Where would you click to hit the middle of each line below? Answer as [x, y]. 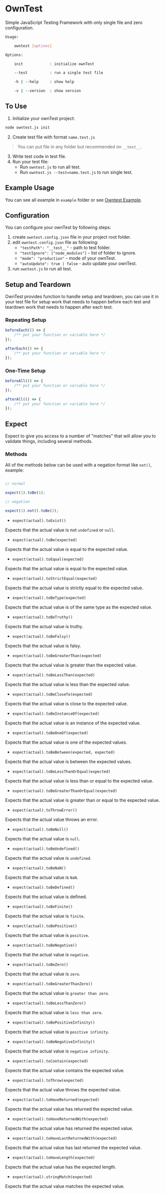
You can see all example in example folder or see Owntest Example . [74, 200]
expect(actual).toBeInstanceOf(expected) [56, 714]
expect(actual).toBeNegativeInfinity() [54, 1042]
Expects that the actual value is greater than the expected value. [71, 665]
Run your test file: [30, 161]
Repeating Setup [26, 320]
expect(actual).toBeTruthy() [42, 617]
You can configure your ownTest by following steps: [58, 228]
